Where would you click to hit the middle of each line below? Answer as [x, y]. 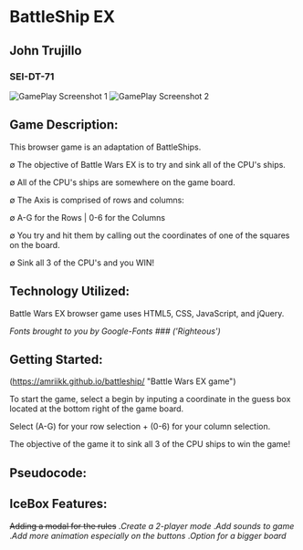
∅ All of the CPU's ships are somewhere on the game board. [122, 182]
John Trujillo [46, 51]
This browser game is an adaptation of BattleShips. [105, 147]
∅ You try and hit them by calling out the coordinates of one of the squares [150, 235]
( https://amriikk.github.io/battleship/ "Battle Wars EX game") [123, 381]
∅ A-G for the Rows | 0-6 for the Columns [88, 217]
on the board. [35, 244]
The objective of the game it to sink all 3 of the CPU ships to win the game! [150, 444]
